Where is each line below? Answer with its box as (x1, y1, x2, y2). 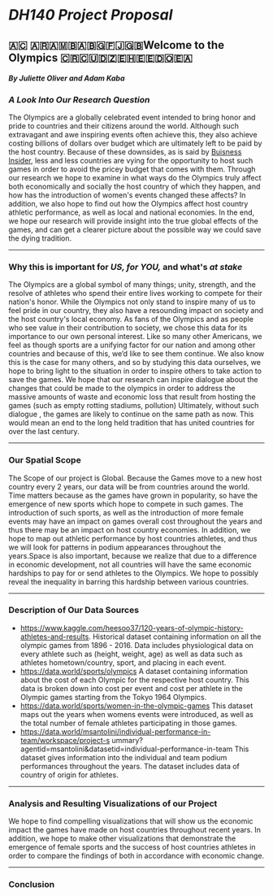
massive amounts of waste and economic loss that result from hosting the (8, 392, 256, 402)
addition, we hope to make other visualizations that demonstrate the (8, 833, 236, 843)
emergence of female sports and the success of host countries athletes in (8, 842, 256, 852)
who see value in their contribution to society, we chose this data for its (8, 323, 248, 333)
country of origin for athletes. (19, 770, 119, 780)
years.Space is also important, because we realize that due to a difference (8, 550, 258, 560)
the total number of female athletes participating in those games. (19, 718, 237, 728)
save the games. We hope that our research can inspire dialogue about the (8, 375, 258, 385)
